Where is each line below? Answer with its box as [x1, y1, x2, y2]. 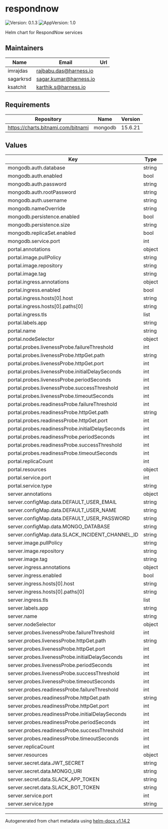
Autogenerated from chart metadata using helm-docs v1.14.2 [5, 818, 130, 824]
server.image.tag [7, 556, 47, 563]
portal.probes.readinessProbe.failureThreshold [7, 401, 117, 408]
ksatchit [7, 83, 26, 90]
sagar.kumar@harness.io [36, 75, 95, 82]
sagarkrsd [7, 75, 31, 82]
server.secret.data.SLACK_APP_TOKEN [7, 776, 100, 783]
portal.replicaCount [7, 458, 53, 465]
